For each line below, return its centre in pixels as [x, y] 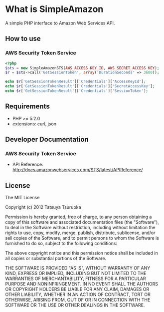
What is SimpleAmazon [54, 9]
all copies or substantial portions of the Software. [56, 259]
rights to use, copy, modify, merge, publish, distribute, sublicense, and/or [80, 233]
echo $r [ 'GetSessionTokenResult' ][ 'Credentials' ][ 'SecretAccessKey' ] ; [80, 86]
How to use [23, 39]
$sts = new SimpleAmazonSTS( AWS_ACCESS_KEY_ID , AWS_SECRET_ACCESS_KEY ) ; [82, 68]
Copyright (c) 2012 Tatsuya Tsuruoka [43, 207]
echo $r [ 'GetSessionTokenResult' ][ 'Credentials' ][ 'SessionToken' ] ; [77, 91]
